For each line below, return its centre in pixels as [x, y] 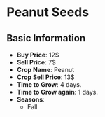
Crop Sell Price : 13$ [45, 77]
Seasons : [30, 99]
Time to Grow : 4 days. [49, 84]
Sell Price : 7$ [36, 62]
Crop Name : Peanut [45, 70]
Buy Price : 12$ [38, 55]
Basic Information [46, 38]
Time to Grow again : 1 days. [57, 92]
